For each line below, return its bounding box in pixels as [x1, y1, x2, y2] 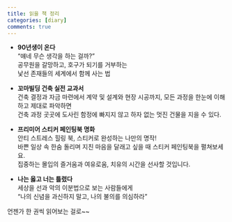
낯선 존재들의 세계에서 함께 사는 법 [17, 69, 111, 77]
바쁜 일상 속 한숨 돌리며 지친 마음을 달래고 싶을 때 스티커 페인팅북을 [17, 142, 200, 151]
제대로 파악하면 [30, 102, 72, 110]
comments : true [7, 23, 52, 30]
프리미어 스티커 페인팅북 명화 [17, 125, 95, 133]
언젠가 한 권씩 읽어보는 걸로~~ [7, 207, 90, 216]
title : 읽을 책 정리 [7, 10, 60, 17]
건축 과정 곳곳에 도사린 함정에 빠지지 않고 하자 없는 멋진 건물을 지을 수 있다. [17, 110, 222, 119]
